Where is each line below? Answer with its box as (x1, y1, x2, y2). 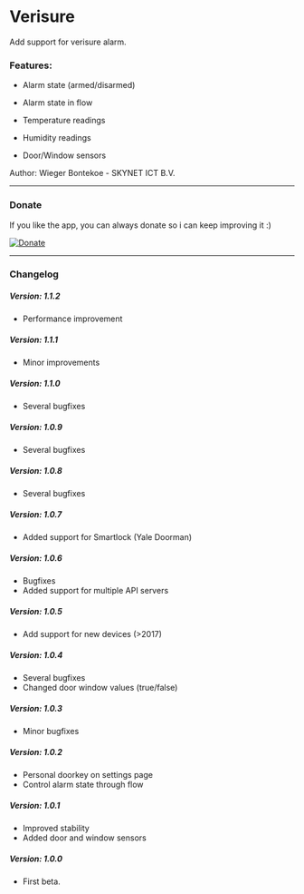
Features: (9, 59, 52, 72)
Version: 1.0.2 (9, 746, 63, 757)
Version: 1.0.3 (9, 702, 63, 713)
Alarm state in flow (22, 97, 93, 108)
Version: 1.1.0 (9, 378, 61, 388)
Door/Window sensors (22, 150, 107, 161)
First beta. (22, 876, 61, 887)
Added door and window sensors (22, 832, 147, 843)
